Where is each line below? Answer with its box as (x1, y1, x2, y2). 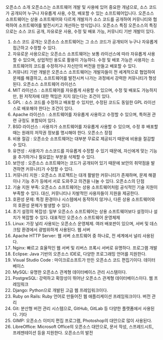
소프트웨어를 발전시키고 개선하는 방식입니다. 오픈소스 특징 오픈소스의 (18, 22, 148, 28)
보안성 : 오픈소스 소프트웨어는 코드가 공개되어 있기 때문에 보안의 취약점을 (12, 160, 150, 166)
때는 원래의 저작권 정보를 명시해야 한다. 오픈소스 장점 (12, 130, 113, 135)
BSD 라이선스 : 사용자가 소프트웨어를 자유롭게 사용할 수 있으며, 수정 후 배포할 (12, 124, 158, 130)
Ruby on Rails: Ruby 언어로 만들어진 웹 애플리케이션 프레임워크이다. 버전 (12, 293, 151, 299)
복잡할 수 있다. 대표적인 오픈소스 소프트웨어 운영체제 (21, 215, 120, 220)
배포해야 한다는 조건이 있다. (21, 106, 74, 111)
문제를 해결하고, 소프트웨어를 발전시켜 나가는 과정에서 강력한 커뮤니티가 (12, 75, 147, 81)
